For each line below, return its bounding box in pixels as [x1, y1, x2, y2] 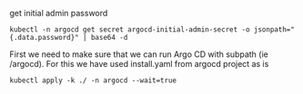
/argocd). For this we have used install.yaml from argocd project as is [9, 59, 269, 69]
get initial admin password [9, 8, 108, 18]
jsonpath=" [253, 25, 296, 34]
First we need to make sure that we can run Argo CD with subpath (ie [9, 49, 268, 60]
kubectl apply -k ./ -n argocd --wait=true [9, 76, 177, 85]
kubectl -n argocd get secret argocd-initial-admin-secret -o [9, 25, 250, 34]
